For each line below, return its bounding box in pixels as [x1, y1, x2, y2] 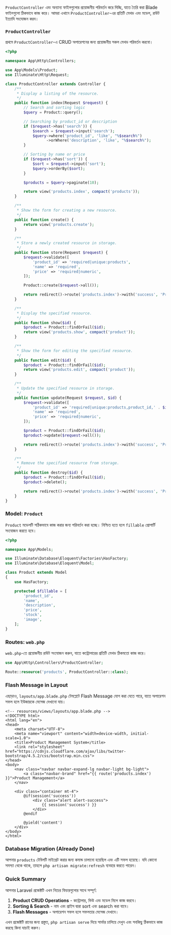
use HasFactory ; [14, 579, 49, 585]
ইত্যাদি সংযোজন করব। [5, 16, 39, 22]
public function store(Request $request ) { [14, 250, 108, 255]
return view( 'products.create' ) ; [23, 222, 95, 227]
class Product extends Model [5, 570, 67, 575]
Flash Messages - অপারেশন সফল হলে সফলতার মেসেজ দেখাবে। [12, 909, 119, 915]
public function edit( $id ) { [14, 358, 76, 363]
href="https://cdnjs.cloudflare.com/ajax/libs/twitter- [5, 749, 126, 754]
